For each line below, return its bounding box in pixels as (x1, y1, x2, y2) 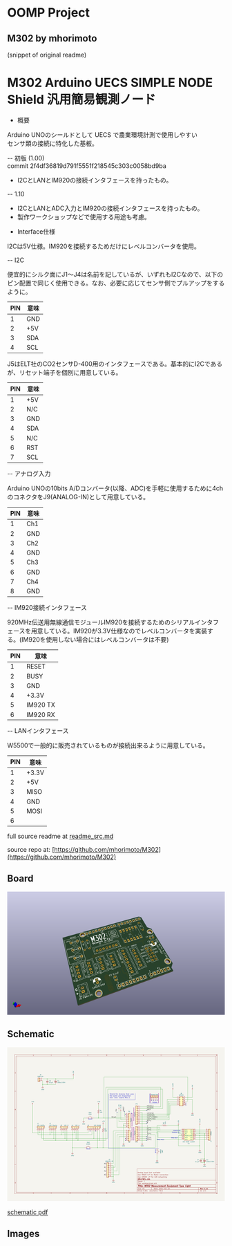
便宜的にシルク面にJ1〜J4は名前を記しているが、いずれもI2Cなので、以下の (7, 270, 223, 278)
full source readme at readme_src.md (7, 832, 114, 840)
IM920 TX (26, 700, 55, 709)
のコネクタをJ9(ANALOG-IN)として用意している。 (7, 492, 150, 501)
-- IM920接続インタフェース (7, 603, 88, 611)
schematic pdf (7, 1208, 48, 1216)
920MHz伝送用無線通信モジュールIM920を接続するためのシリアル (7, 617, 195, 626)
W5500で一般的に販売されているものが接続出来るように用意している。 (7, 741, 209, 750)
